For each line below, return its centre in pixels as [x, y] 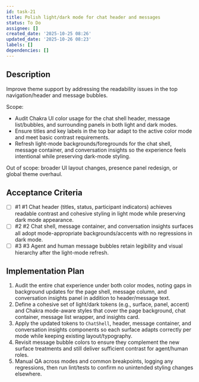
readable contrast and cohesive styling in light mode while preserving [100, 214]
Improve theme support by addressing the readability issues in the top [92, 89]
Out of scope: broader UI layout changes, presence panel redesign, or [92, 168]
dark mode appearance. [44, 220]
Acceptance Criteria [44, 192]
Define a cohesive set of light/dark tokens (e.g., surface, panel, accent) [102, 305]
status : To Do [24, 23]
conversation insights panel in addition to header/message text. [92, 298]
